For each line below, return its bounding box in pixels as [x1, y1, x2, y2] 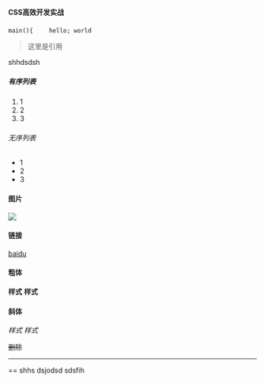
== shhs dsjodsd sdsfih [8, 366, 85, 375]
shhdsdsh [8, 58, 41, 67]
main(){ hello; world [8, 27, 92, 35]
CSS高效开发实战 [8, 7, 65, 17]
